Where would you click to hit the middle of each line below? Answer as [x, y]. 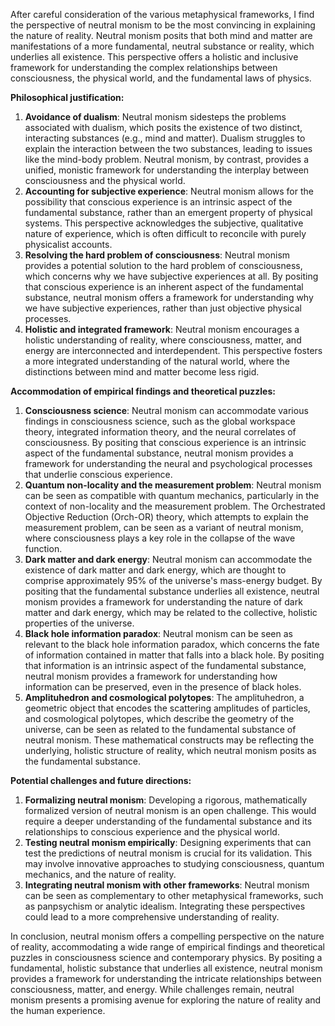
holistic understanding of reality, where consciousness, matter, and [163, 340]
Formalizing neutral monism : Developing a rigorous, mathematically [166, 800]
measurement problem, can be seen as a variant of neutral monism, [164, 527]
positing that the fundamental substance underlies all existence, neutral [172, 591]
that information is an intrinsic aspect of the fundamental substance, [165, 665]
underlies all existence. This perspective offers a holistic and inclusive [154, 57]
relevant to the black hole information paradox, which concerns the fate [172, 644]
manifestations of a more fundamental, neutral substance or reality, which [162, 46]
